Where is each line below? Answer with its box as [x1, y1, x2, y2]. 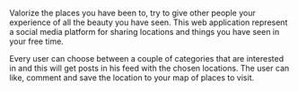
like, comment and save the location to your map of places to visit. [9, 72, 254, 83]
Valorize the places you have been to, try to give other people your [9, 8, 256, 18]
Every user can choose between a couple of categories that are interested [9, 54, 285, 63]
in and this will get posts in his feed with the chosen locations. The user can [9, 63, 290, 73]
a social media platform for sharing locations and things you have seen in [9, 27, 280, 37]
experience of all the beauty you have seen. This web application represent [9, 17, 288, 28]
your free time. [9, 36, 65, 46]
